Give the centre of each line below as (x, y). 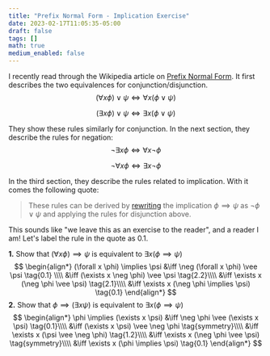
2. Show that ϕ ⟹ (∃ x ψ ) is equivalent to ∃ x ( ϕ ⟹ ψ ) (96, 305)
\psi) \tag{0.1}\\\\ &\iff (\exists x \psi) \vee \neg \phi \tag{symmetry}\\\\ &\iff (136, 326)
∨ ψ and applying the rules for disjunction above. (110, 214)
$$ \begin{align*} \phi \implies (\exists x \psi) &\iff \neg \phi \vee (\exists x (136, 317)
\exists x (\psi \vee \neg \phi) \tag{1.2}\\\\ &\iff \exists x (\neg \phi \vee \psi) (136, 335)
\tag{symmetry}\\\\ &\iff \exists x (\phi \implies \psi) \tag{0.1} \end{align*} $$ (136, 343)
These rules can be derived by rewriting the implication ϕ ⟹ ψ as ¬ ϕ (144, 205)
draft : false (30, 31)
